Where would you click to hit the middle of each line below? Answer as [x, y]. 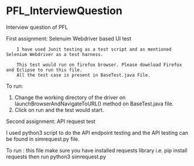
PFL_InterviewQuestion [64, 11]
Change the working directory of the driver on [70, 97]
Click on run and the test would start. [59, 109]
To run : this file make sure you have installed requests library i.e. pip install [97, 150]
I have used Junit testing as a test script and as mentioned [94, 49]
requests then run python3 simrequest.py [56, 157]
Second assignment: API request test [51, 121]
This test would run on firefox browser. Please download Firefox [99, 65]
